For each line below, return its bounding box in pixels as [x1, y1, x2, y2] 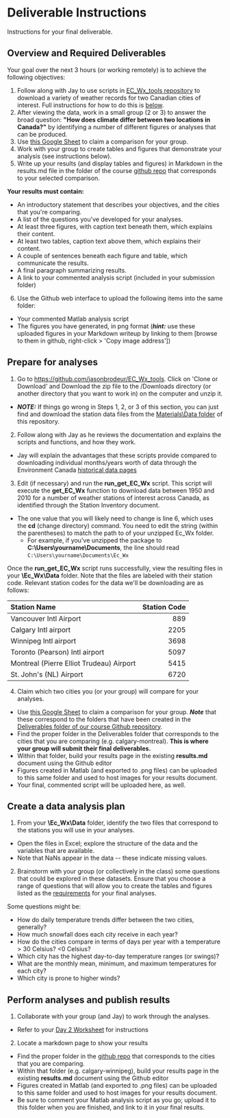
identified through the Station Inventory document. [16, 501, 160, 509]
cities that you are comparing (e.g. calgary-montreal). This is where [16, 737, 209, 745]
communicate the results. [16, 259, 89, 267]
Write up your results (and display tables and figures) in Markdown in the [16, 159, 223, 168]
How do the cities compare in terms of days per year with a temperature [16, 937, 221, 946]
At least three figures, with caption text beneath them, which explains [16, 222, 213, 231]
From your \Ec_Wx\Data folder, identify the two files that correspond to [16, 819, 219, 827]
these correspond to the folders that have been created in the [16, 715, 192, 723]
